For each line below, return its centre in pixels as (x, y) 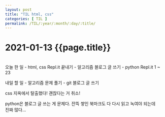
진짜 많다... (16, 110)
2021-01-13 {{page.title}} (58, 48)
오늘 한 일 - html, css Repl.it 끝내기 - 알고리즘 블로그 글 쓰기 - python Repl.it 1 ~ (83, 67)
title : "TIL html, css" (30, 14)
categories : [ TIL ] (26, 19)
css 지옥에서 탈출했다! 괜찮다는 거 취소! (43, 93)
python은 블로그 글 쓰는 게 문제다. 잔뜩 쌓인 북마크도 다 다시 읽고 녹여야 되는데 (80, 104)
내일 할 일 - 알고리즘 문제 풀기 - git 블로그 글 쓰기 (52, 83)
